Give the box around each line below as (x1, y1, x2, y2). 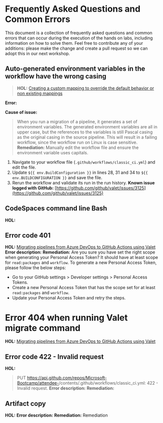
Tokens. (12, 279, 28, 285)
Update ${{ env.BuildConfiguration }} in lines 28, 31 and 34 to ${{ (12, 169, 148, 175)
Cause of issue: (5, 109, 37, 115)
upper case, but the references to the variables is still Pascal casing (17, 129, 153, 135)
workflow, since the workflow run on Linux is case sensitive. (17, 139, 138, 145)
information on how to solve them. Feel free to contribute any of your (5, 40, 144, 46)
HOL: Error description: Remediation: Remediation (5, 412, 108, 418)
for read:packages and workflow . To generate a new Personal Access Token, (5, 259, 157, 266)
